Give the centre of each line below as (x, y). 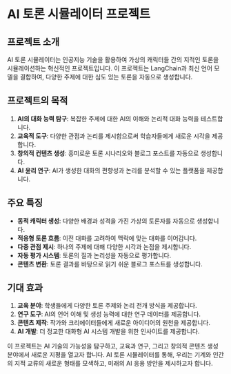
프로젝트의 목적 (38, 101)
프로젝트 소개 (33, 42)
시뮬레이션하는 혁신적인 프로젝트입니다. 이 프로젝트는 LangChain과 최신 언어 (110, 68)
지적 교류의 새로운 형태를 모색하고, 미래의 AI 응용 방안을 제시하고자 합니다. (113, 364)
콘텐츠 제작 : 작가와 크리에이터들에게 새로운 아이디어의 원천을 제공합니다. (113, 323)
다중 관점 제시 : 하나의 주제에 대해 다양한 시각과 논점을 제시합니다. (104, 246)
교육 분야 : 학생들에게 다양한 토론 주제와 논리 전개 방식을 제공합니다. (107, 306)
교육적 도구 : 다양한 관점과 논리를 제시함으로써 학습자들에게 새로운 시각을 (113, 136)
